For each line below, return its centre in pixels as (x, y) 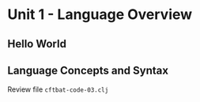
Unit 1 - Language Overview (100, 15)
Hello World (37, 44)
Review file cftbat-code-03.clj (58, 89)
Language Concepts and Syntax (88, 70)
